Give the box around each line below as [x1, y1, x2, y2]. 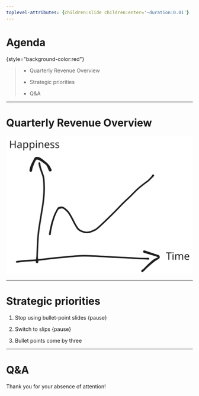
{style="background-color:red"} [6, 55, 85, 62]
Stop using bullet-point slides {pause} [14, 314, 108, 321]
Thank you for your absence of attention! [6, 382, 106, 390]
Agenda [6, 36, 46, 49]
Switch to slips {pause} [14, 326, 72, 333]
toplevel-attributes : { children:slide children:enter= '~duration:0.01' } [6, 9, 190, 15]
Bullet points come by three [14, 337, 82, 345]
